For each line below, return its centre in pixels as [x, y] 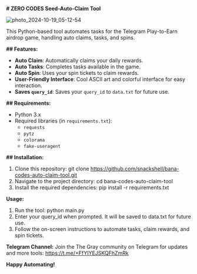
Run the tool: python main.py [49, 210]
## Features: [22, 49]
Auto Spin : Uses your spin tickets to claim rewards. [77, 73]
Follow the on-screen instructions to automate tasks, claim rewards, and [102, 229]
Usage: [15, 199]
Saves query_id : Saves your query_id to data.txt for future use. [92, 92]
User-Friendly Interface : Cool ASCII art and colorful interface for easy [100, 79]
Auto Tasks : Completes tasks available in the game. [78, 67]
